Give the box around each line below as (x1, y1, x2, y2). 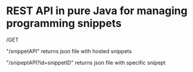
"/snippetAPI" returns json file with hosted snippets (6, 47, 132, 54)
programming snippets (6, 17, 122, 30)
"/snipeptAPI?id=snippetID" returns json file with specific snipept (6, 59, 166, 66)
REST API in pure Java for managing (6, 4, 188, 18)
